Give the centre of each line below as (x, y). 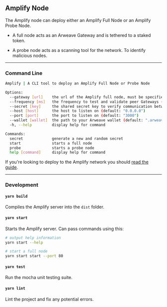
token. (19, 40)
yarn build (16, 196)
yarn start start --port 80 (34, 256)
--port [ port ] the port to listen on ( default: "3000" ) (74, 116)
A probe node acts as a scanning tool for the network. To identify (79, 50)
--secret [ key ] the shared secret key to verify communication (81, 106)
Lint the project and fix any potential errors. (49, 299)
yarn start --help (24, 242)
